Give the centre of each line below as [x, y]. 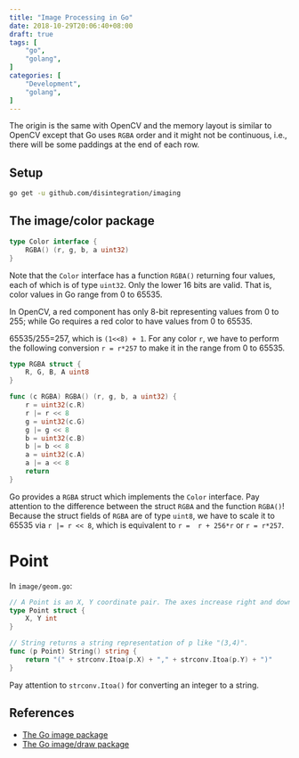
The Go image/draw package [76, 744]
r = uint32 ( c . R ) [56, 405]
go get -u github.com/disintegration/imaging [95, 194]
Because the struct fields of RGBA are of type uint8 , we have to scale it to [142, 515]
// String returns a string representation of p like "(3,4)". [129, 643]
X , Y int [41, 619]
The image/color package [82, 221]
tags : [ [24, 42]
